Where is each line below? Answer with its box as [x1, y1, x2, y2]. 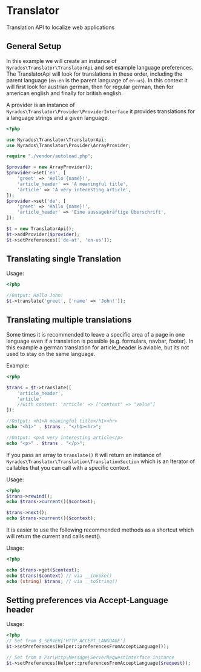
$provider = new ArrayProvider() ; [6, 164, 94, 170]
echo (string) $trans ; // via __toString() [6, 578, 118, 584]
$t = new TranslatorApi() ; [6, 226, 74, 232]
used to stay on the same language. [6, 350, 96, 357]
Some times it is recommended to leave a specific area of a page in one [6, 331, 185, 338]
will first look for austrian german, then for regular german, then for [6, 83, 174, 90]
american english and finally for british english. [6, 89, 123, 97]
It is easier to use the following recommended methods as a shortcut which [6, 526, 194, 533]
